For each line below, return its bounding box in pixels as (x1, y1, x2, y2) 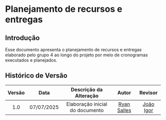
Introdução (5, 34, 40, 42)
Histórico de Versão (5, 72, 68, 80)
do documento (70, 107, 104, 114)
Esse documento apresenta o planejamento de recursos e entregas (5, 47, 142, 52)
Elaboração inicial (66, 100, 108, 107)
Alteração (75, 92, 99, 99)
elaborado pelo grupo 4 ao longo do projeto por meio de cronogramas (5, 52, 148, 58)
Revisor (139, 89, 158, 96)
